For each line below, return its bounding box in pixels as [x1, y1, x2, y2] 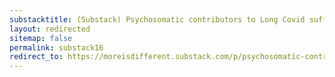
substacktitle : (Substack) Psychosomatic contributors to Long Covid [9, 14, 306, 25]
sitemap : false [9, 33, 73, 43]
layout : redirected [9, 24, 91, 34]
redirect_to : [9, 52, 64, 62]
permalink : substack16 [9, 42, 104, 53]
